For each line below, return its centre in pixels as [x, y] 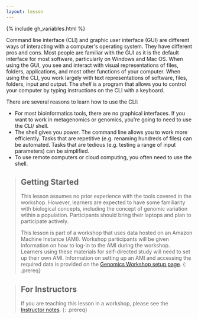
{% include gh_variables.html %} [46, 28]
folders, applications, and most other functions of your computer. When [93, 71]
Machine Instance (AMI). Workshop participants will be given [95, 239]
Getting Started [50, 182]
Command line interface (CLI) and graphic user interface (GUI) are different [98, 40]
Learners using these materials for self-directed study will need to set [105, 252]
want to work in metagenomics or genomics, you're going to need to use [103, 120]
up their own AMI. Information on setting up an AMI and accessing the [106, 258]
